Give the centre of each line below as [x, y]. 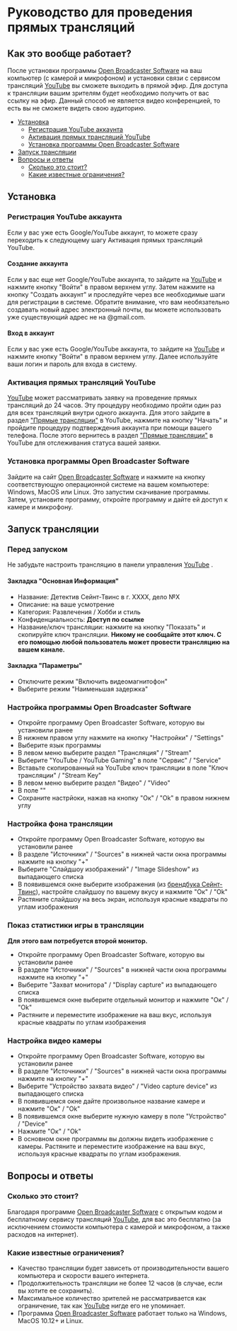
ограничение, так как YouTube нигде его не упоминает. [101, 1305]
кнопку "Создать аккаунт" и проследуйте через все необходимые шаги [116, 294]
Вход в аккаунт [31, 333]
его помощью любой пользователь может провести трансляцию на [123, 642]
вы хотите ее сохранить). [56, 1291]
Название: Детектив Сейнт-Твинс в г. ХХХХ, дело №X [99, 596]
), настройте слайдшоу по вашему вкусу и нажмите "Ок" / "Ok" [132, 892]
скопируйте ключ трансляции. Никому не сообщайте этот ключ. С [119, 634]
